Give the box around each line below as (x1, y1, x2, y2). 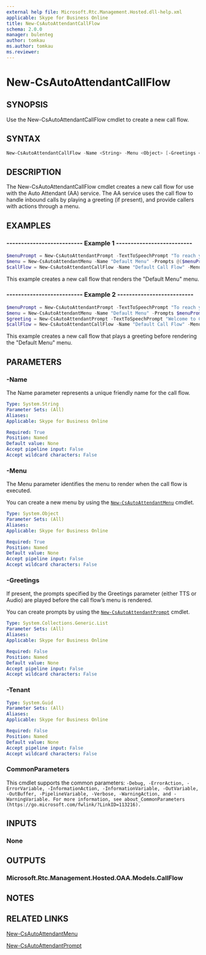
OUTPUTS (6, 856, 46, 866)
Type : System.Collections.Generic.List (6, 620, 109, 626)
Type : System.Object (6, 511, 59, 517)
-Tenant (6, 686, 31, 694)
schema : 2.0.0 (6, 26, 43, 32)
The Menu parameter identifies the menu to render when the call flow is (6, 481, 188, 488)
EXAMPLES (6, 220, 51, 230)
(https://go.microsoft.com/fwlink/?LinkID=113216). (6, 801, 141, 808)
